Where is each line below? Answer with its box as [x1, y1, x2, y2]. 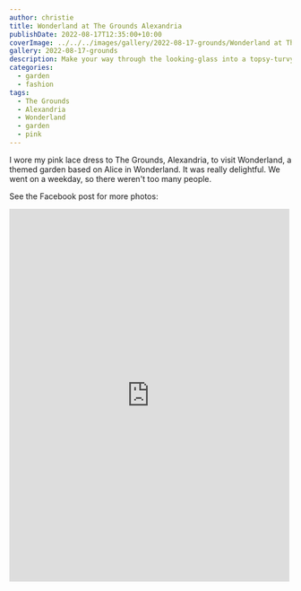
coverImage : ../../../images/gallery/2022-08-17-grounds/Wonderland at [9, 38, 282, 48]
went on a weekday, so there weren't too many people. [9, 173, 212, 184]
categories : [9, 64, 54, 73]
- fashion [17, 80, 54, 89]
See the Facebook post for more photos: [9, 190, 159, 202]
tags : [9, 88, 30, 97]
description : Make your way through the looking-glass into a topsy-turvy [9, 55, 295, 64]
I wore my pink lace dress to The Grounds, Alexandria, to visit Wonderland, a [9, 154, 292, 165]
